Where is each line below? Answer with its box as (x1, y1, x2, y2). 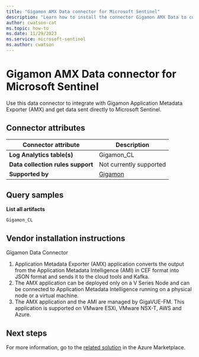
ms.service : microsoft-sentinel (6, 36, 86, 42)
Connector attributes (6, 123, 86, 133)
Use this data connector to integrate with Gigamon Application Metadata (6, 99, 183, 107)
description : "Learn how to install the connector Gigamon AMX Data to (6, 14, 187, 20)
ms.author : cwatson (6, 42, 54, 48)
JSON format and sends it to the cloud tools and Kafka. (14, 273, 150, 280)
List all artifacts (6, 206, 46, 213)
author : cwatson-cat (6, 20, 57, 26)
